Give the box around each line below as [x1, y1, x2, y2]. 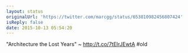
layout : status [6, 8, 44, 15]
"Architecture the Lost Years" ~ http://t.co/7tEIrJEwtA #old [6, 41, 148, 48]
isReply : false [6, 19, 44, 25]
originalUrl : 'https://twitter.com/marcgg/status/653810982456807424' [6, 14, 183, 20]
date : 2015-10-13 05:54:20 [6, 24, 72, 31]
